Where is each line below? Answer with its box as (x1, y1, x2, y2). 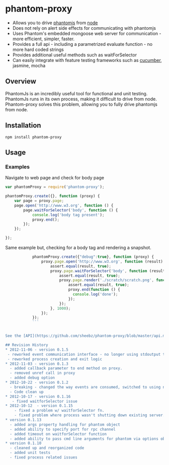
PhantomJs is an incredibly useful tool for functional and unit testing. (5, 90, 148, 96)
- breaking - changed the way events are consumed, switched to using (10, 384, 161, 389)
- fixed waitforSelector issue (12, 398, 78, 404)
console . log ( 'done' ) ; (72, 292, 118, 297)
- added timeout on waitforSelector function (10, 431, 107, 436)
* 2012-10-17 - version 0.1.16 (5, 394, 71, 399)
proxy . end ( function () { (68, 287, 121, 292)
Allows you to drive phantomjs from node (12, 20, 98, 26)
